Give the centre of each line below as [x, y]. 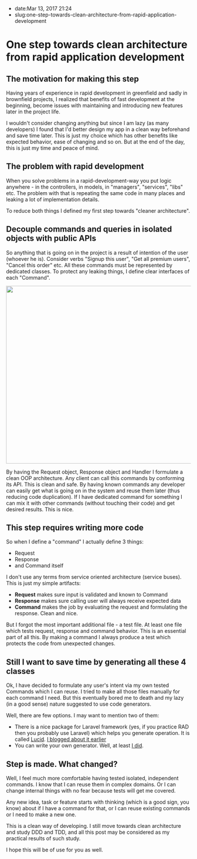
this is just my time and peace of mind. [53, 148]
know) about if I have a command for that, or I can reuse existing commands [98, 808]
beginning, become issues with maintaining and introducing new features [94, 105]
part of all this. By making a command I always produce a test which [89, 637]
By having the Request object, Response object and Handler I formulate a [95, 472]
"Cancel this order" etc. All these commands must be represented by [89, 265]
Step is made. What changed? [62, 764]
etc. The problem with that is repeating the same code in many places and [96, 193]
